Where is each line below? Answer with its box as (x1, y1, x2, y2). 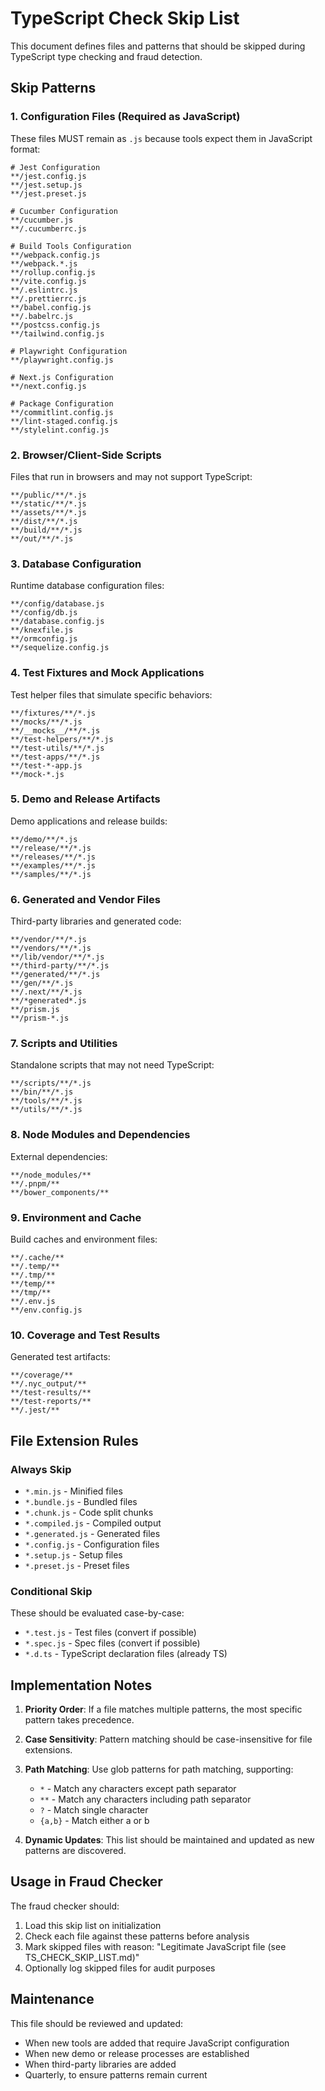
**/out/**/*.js (10, 533, 74, 544)
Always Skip (10, 1462, 72, 1476)
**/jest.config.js (10, 171, 87, 181)
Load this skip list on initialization (24, 1919, 162, 1931)
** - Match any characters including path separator (39, 1793, 252, 1806)
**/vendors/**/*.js (10, 943, 92, 954)
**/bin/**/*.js (10, 1087, 74, 1097)
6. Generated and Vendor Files (10, 892, 161, 906)
